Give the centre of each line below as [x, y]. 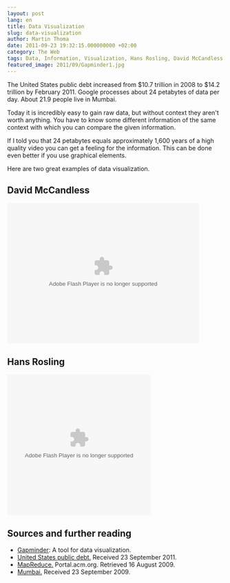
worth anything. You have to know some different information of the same [112, 120]
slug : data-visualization [44, 33]
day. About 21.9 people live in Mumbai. [62, 99]
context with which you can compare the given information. [92, 127]
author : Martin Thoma [38, 39]
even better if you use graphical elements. [67, 155]
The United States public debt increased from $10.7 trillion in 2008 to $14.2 [114, 84]
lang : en [20, 20]
